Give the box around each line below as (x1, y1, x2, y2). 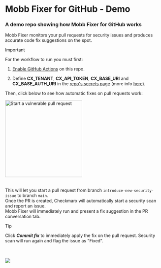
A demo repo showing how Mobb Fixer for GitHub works (5, 21, 142, 28)
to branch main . (17, 193, 48, 199)
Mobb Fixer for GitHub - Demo (5, 3, 130, 15)
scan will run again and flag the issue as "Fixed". (5, 238, 103, 244)
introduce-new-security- (103, 188, 154, 193)
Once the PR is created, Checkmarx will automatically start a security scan (5, 198, 157, 204)
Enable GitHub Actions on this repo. (12, 66, 85, 72)
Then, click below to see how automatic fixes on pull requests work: (5, 90, 143, 97)
